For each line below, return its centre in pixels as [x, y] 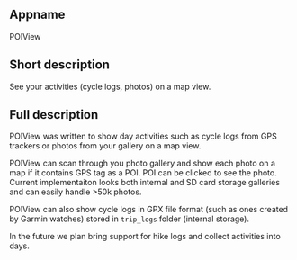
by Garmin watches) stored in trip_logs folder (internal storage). [130, 219]
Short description [60, 65]
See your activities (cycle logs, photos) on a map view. [110, 86]
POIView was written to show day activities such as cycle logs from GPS [143, 136]
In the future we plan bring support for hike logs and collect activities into [145, 237]
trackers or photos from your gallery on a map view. [105, 146]
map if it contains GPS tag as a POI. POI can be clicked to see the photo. [143, 173]
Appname [37, 15]
